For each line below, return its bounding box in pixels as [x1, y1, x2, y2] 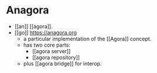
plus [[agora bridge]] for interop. [23, 60, 102, 67]
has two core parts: [23, 41, 70, 48]
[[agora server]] [32, 47, 71, 54]
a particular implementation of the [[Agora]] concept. [23, 35, 152, 42]
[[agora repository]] [32, 54, 80, 61]
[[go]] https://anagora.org [14, 29, 77, 36]
